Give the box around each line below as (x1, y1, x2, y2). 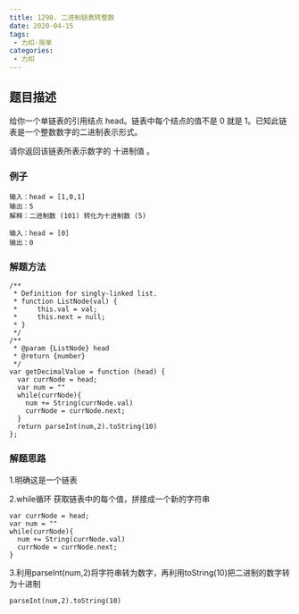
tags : (9, 29, 29, 38)
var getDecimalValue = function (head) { (9, 367, 166, 376)
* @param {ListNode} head (12, 344, 110, 353)
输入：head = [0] (9, 229, 70, 238)
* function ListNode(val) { (12, 297, 118, 307)
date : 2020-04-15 (9, 21, 74, 30)
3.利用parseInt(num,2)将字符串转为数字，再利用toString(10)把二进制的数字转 (9, 567, 290, 577)
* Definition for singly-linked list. (12, 290, 158, 299)
